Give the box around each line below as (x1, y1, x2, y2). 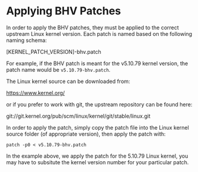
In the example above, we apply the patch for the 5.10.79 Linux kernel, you (6, 152, 188, 159)
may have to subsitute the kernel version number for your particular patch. (6, 158, 189, 165)
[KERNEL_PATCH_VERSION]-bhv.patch (6, 48, 101, 55)
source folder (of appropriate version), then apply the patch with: (6, 130, 166, 137)
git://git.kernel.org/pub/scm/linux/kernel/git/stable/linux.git (6, 112, 151, 119)
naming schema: (6, 36, 47, 44)
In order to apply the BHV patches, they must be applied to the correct (6, 24, 179, 31)
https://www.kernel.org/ (6, 89, 65, 96)
